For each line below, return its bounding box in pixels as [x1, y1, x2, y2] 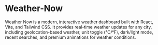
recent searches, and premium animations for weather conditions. [5, 34, 136, 40]
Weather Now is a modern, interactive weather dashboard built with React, [5, 19, 154, 25]
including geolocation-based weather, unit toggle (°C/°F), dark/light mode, [5, 29, 153, 35]
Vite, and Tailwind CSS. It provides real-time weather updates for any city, [5, 24, 152, 30]
